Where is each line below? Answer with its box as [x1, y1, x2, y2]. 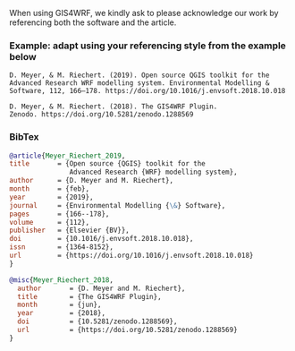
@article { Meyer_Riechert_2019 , [9, 151, 126, 160]
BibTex [9, 131, 39, 143]
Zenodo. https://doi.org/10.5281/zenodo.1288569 [9, 110, 194, 119]
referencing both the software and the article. [9, 17, 177, 28]
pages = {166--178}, [9, 210, 110, 218]
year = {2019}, [9, 193, 94, 201]
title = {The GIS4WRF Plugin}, [17, 292, 163, 301]
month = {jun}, [17, 300, 102, 310]
